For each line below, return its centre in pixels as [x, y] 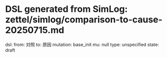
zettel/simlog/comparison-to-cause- [84, 20]
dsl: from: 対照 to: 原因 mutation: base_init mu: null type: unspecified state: [82, 44]
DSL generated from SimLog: [66, 9]
